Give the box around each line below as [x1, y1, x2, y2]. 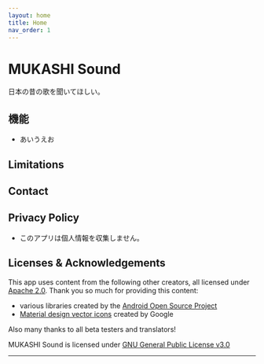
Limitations [8, 158, 64, 171]
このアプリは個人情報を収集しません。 [19, 233, 144, 242]
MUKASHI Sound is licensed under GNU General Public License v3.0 [8, 340, 230, 349]
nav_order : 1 [8, 26, 51, 34]
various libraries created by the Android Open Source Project [19, 300, 218, 311]
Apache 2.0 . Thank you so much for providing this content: [8, 285, 199, 295]
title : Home [8, 19, 47, 27]
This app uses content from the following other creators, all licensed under [8, 277, 250, 287]
